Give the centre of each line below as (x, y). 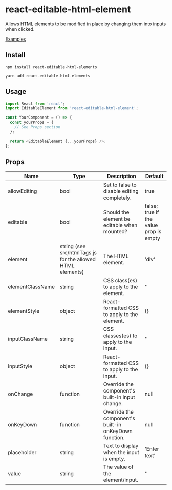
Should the (116, 212)
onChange (20, 394)
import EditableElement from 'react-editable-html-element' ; (72, 108)
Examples (16, 39)
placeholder (22, 453)
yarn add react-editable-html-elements (48, 76)
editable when (120, 225)
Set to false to (120, 185)
